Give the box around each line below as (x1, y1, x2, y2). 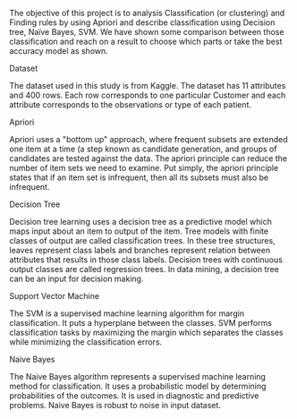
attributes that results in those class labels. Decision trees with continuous (9, 254, 284, 265)
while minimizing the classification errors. (9, 337, 163, 347)
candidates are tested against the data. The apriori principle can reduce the (9, 153, 288, 164)
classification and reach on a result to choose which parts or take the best (9, 36, 283, 47)
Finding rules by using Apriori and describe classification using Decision (9, 17, 276, 28)
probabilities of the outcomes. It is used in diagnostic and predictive (9, 390, 259, 401)
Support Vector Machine (9, 291, 100, 301)
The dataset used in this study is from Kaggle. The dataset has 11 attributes (9, 81, 286, 90)
